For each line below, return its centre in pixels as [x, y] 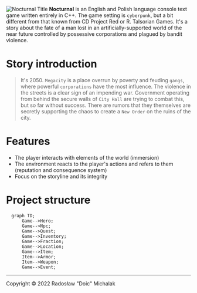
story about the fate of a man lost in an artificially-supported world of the [94, 28]
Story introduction [52, 64]
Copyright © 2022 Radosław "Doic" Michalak [61, 283]
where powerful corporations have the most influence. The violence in [106, 86]
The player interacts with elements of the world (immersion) [87, 157]
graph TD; [23, 215]
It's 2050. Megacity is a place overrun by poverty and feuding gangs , [102, 80]
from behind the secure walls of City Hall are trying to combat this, [102, 99]
